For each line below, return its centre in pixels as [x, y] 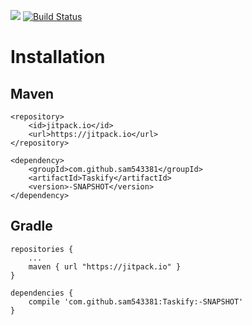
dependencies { [42, 293]
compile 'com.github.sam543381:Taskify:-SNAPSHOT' [136, 301]
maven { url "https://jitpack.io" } [105, 266]
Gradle [31, 226]
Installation [58, 57]
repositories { [42, 249]
